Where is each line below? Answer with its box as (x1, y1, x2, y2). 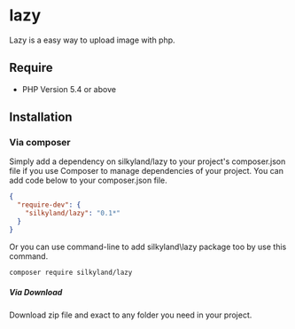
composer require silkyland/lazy (9, 268, 133, 277)
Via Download (9, 287, 63, 298)
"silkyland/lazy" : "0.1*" (25, 209, 121, 218)
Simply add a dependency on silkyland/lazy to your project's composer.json (9, 156, 286, 167)
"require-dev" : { (17, 200, 82, 209)
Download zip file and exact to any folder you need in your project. (9, 309, 252, 320)
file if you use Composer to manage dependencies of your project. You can (9, 166, 283, 176)
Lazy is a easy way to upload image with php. (9, 35, 175, 45)
